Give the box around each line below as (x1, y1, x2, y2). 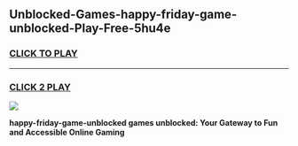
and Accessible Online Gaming (9, 127, 125, 137)
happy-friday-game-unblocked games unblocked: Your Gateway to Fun (9, 117, 278, 127)
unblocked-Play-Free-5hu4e (9, 21, 171, 36)
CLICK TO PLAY (9, 48, 78, 60)
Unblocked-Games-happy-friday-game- (9, 7, 238, 22)
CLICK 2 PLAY (9, 81, 71, 93)
